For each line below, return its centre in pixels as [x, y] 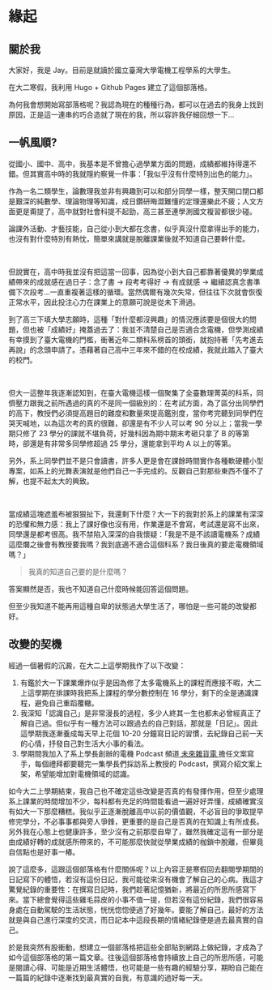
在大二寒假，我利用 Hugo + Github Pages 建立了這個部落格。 [110, 87]
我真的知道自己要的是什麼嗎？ [78, 572]
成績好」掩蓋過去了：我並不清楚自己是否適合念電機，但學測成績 [157, 329]
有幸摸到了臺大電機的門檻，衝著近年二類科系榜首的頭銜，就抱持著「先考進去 [136, 339]
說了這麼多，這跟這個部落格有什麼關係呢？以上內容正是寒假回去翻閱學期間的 [136, 869]
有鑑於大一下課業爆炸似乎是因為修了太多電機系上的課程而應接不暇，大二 [140, 683]
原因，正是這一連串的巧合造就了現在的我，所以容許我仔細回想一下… [121, 115]
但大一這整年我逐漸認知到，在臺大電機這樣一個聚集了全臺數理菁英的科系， [132, 392]
